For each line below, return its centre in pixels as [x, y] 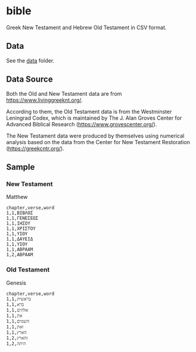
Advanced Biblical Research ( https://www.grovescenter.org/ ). [82, 124]
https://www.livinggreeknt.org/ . [44, 100]
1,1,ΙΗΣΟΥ [18, 224]
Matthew [17, 197]
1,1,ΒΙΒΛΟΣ [20, 213]
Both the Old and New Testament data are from [64, 94]
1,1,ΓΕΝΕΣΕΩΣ [22, 219]
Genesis [16, 283]
